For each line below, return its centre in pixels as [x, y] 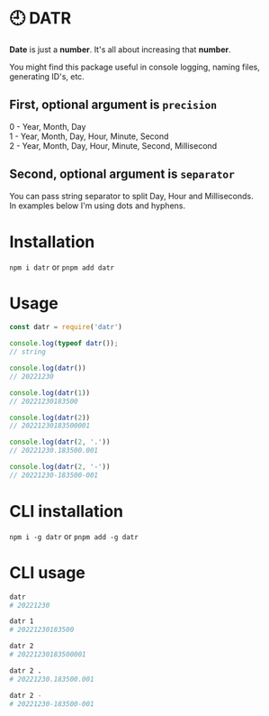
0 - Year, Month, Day [48, 126]
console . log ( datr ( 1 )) [50, 393]
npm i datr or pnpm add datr [62, 267]
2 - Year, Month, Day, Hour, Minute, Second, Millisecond [113, 145]
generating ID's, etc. [47, 76]
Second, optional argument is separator [122, 174]
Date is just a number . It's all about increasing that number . [120, 49]
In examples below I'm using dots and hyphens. [98, 206]
